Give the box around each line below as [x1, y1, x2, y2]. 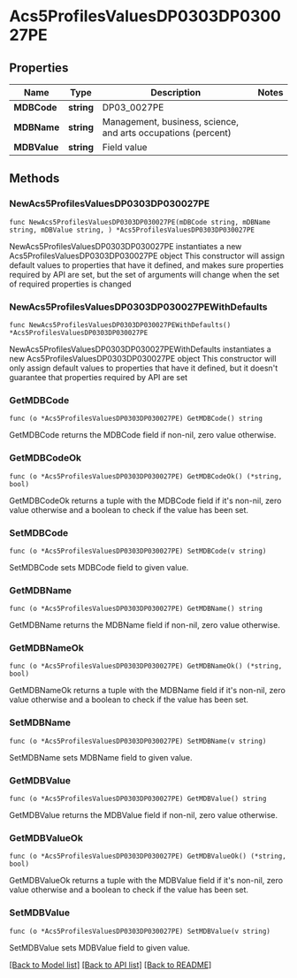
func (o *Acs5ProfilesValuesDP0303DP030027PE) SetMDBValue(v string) [9, 927, 271, 936]
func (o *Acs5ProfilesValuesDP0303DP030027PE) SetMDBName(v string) [9, 737, 267, 745]
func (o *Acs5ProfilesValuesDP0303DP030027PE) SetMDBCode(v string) [9, 546, 267, 555]
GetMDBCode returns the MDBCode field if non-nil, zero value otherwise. [9, 430, 277, 440]
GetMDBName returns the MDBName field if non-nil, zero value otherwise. [9, 620, 280, 630]
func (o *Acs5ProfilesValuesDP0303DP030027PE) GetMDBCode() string [9, 414, 263, 424]
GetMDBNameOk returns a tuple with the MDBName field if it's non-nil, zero [9, 685, 286, 696]
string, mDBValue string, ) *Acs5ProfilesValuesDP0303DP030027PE [9, 225, 255, 234]
